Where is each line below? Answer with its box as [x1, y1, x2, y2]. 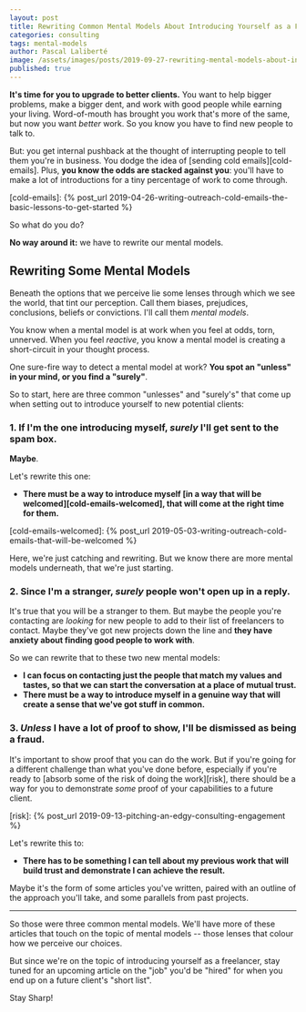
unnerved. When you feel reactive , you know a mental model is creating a [9, 334, 286, 345]
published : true [9, 65, 71, 74]
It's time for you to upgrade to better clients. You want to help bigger [9, 88, 272, 100]
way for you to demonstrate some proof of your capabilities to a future [9, 783, 274, 794]
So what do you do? [9, 219, 85, 230]
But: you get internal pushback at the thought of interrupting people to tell [9, 145, 287, 156]
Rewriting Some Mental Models [9, 263, 191, 278]
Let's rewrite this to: [9, 837, 85, 848]
